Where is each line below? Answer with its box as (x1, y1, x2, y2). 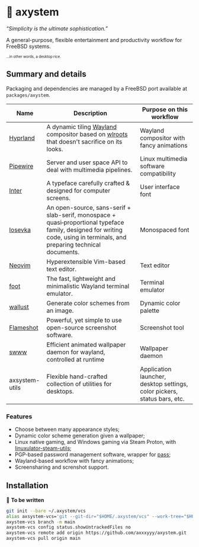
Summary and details (6, 69, 87, 79)
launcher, (140, 372, 166, 380)
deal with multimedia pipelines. (46, 165, 133, 174)
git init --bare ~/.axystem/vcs (6, 508, 86, 514)
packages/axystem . (6, 91, 50, 98)
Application (140, 364, 172, 373)
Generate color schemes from (46, 299, 130, 307)
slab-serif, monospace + (46, 210, 116, 219)
